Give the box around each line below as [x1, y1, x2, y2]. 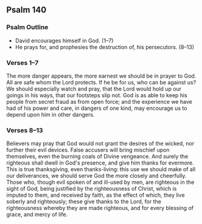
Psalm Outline [6, 23, 49, 32]
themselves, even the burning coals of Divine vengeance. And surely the [6, 153, 189, 160]
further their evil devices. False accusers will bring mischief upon [6, 146, 170, 154]
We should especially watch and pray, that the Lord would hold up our [6, 85, 182, 92]
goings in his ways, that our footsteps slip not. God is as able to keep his [6, 91, 187, 99]
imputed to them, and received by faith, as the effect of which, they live [6, 191, 185, 199]
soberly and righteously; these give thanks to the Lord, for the [6, 198, 161, 205]
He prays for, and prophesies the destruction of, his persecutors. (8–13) [15, 43, 195, 50]
